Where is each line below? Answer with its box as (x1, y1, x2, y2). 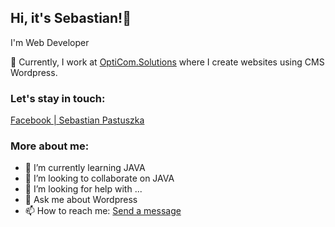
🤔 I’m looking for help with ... (24, 183, 143, 195)
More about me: (10, 139, 90, 153)
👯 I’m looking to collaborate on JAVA (24, 172, 175, 185)
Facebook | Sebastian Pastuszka (10, 114, 145, 126)
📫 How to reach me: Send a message (24, 205, 182, 217)
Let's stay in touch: (10, 91, 106, 105)
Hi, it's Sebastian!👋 (10, 10, 132, 27)
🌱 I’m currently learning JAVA (24, 162, 146, 174)
